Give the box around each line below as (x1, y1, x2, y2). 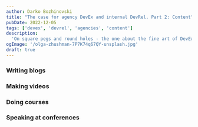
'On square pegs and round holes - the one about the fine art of (11, 36, 178, 42)
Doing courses (6, 98, 49, 106)
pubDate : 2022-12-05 (6, 19, 57, 25)
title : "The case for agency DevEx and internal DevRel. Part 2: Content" (6, 14, 194, 20)
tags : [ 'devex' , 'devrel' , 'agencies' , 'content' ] (6, 25, 133, 31)
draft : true (6, 47, 35, 53)
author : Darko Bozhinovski (6, 8, 72, 15)
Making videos (6, 82, 49, 90)
